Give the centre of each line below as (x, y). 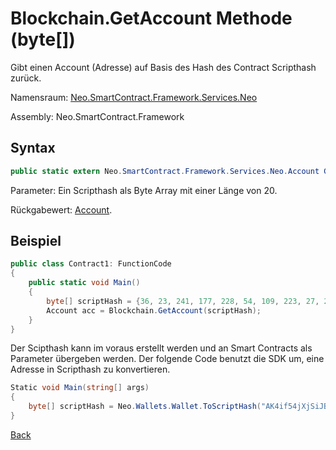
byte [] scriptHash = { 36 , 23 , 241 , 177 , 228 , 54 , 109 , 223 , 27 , (183, 301)
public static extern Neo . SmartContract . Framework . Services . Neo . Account (165, 171)
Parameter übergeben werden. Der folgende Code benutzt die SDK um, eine (167, 359)
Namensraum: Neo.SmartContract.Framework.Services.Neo (134, 97)
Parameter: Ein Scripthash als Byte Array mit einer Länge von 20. (144, 190)
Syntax (33, 148)
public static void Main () (84, 283)
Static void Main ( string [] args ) (80, 388)
